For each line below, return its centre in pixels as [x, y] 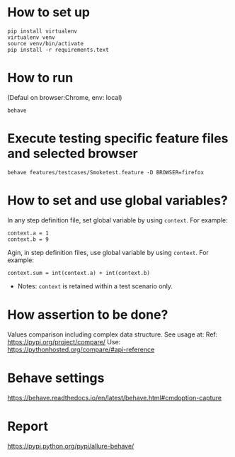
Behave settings [56, 378]
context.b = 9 [28, 239]
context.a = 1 [28, 233]
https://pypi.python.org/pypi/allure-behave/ [71, 446]
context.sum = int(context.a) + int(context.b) [79, 273]
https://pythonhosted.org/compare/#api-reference [81, 349]
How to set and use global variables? [117, 201]
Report [28, 426]
